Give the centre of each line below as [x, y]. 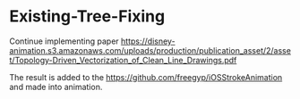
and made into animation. [56, 87]
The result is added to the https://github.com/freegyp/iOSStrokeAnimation [146, 77]
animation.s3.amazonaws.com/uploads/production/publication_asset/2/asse [150, 50]
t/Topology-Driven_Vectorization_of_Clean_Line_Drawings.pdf [123, 60]
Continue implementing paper [64, 41]
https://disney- [148, 41]
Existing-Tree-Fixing [87, 16]
